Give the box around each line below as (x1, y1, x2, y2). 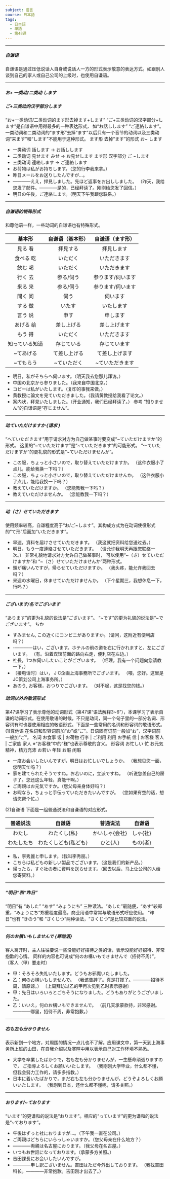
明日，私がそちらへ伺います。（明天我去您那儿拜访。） (12, 373, 123, 379)
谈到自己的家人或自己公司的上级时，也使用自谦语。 (5, 72, 112, 78)
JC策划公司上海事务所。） (12, 676, 66, 683)
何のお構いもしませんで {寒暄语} (5, 933, 72, 939)
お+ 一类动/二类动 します (5, 89, 57, 95)
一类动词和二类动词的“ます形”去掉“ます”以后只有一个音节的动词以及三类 (5, 130, 155, 136)
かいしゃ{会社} (93, 830, 127, 837)
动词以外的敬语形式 (5, 695, 46, 701)
